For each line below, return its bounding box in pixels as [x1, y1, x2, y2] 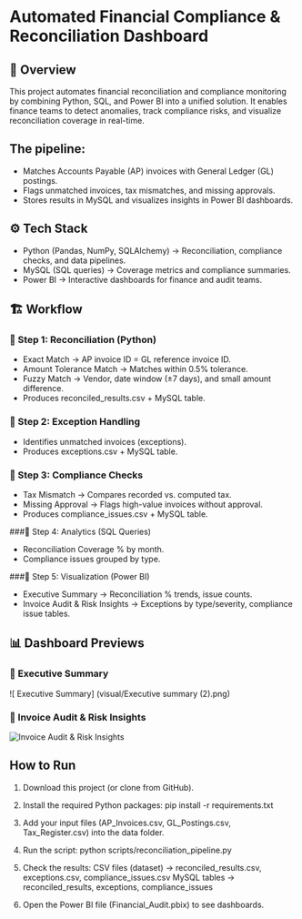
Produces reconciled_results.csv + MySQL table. [22, 393, 206, 404]
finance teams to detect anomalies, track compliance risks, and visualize [9, 106, 282, 116]
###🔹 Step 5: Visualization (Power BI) [9, 571, 150, 581]
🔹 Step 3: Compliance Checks [9, 469, 144, 481]
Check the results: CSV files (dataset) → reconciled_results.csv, [22, 862, 262, 873]
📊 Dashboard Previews [9, 635, 145, 651]
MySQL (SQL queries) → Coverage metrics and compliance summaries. [22, 264, 291, 275]
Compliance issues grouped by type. [22, 553, 161, 564]
